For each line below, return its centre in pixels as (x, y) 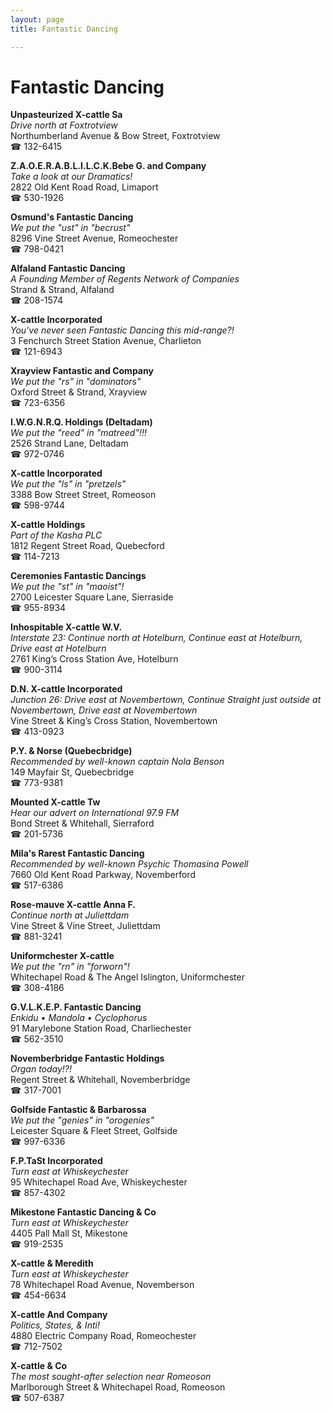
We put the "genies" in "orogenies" (82, 1120)
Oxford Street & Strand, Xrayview (79, 392)
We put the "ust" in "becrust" (70, 228)
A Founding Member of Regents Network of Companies (125, 279)
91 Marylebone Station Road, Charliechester (101, 1028)
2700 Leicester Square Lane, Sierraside (92, 597)
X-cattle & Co (39, 1366)
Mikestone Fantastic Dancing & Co (83, 1212)
